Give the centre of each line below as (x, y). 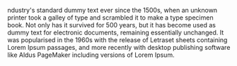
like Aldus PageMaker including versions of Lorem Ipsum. (91, 55)
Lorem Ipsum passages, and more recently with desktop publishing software (119, 47)
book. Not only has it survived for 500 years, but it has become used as (111, 25)
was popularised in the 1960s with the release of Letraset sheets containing (117, 40)
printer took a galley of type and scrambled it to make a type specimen (110, 18)
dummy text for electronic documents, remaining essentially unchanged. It (116, 32)
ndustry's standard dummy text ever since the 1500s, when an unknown (112, 10)
